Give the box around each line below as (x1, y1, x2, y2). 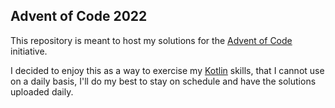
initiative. (10, 45, 48, 57)
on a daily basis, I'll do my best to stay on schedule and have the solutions (10, 75, 317, 87)
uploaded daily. (10, 85, 74, 98)
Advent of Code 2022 (10, 8, 148, 25)
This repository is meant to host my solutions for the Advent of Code (10, 34, 293, 46)
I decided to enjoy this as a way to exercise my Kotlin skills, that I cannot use (10, 64, 325, 76)
